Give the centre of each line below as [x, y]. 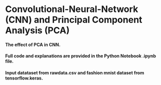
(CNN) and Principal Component [74, 20]
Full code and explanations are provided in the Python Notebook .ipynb [81, 56]
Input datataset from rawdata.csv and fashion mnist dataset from [75, 72]
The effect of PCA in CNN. [33, 44]
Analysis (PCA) [38, 30]
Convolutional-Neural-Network [72, 9]
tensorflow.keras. [24, 78]
